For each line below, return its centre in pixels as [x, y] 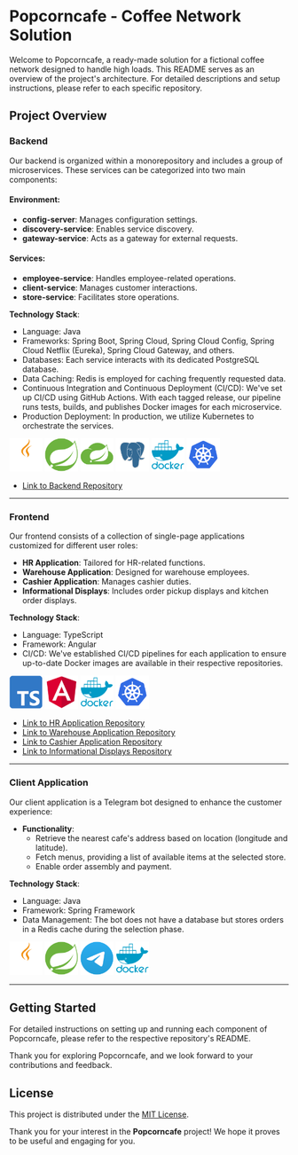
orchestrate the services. [68, 426]
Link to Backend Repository [72, 486]
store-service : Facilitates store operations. [101, 297]
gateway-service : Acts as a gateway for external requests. [130, 238]
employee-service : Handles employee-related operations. [129, 279]
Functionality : [48, 829]
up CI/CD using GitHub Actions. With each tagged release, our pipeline [151, 397]
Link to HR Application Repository [83, 723]
